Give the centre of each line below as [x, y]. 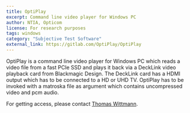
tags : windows [24, 34]
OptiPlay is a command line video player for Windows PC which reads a [93, 61]
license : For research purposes [46, 28]
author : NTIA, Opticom [34, 22]
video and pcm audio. [33, 92]
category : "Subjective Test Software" [54, 39]
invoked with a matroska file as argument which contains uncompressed [94, 86]
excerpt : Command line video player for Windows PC [71, 17]
